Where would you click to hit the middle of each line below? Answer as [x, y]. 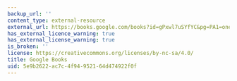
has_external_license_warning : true [61, 40]
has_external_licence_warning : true [61, 33]
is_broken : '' [28, 46]
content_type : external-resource [56, 20]
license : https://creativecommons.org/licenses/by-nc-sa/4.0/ [101, 54]
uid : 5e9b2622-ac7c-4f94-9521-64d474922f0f [72, 66]
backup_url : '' [30, 14]
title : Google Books [38, 60]
